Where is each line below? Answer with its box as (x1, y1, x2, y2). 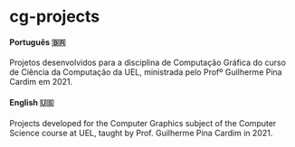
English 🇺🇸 (9, 96, 54, 107)
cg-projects (9, 6, 100, 27)
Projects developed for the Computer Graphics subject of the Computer (9, 117, 277, 128)
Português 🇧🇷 (9, 36, 66, 47)
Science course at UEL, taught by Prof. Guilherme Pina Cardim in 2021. (9, 127, 273, 138)
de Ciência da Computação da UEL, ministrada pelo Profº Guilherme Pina (9, 67, 282, 78)
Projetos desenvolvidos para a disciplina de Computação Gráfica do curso (9, 57, 287, 69)
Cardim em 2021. (9, 77, 73, 87)
